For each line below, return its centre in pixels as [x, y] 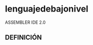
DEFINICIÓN [23, 37]
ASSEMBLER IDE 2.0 [25, 22]
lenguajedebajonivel [47, 9]
